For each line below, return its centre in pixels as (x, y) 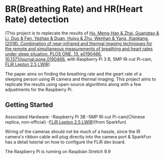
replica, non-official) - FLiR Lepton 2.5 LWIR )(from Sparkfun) (66, 122)
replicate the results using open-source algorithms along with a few (73, 84)
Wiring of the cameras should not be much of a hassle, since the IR (73, 132)
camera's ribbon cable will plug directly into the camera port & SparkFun (78, 136)
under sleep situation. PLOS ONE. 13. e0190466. (54, 54)
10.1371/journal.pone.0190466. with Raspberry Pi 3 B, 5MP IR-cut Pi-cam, (79, 59)
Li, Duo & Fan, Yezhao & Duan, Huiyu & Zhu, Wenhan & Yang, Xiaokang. (77, 38)
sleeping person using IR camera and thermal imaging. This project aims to (81, 79)
